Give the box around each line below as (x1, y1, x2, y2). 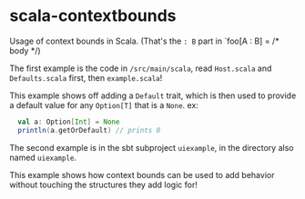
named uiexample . (9, 152, 77, 163)
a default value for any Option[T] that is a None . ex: (9, 99, 198, 110)
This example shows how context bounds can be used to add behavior (9, 169, 275, 180)
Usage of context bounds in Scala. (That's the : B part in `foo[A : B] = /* (9, 35, 280, 46)
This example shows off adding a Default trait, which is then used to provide (9, 90, 297, 101)
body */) (9, 45, 41, 55)
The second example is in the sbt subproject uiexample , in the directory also (9, 142, 294, 153)
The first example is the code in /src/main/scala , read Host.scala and (9, 63, 272, 74)
